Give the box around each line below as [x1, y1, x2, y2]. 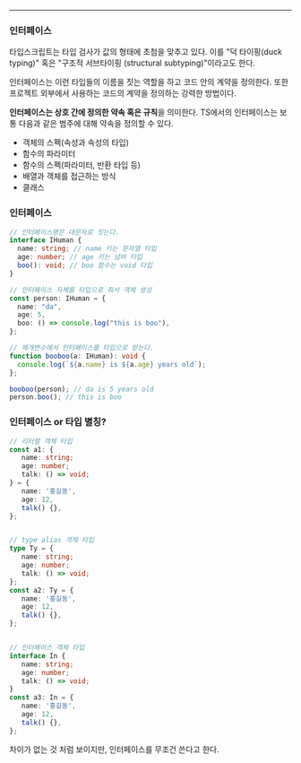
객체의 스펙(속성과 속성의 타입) [21, 137, 130, 148]
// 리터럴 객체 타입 [9, 437, 73, 446]
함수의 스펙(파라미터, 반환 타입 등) [21, 160, 142, 170]
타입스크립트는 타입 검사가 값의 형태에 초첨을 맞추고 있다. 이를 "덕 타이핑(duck [9, 47, 282, 57]
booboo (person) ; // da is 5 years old [9, 385, 154, 394]
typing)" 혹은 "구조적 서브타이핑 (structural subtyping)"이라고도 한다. [9, 57, 255, 68]
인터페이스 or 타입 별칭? [9, 416, 107, 429]
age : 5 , [17, 310, 47, 319]
